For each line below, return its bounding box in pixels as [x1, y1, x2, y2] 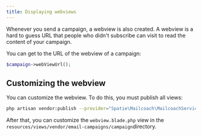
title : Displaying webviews [6, 8, 77, 15]
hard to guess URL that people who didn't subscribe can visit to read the [6, 31, 186, 39]
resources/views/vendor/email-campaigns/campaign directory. [6, 123, 157, 130]
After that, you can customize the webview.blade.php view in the [6, 117, 164, 124]
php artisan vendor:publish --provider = [6, 106, 109, 112]
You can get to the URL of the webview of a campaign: [6, 49, 141, 57]
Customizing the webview [6, 78, 106, 88]
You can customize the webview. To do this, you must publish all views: [6, 94, 183, 101]
